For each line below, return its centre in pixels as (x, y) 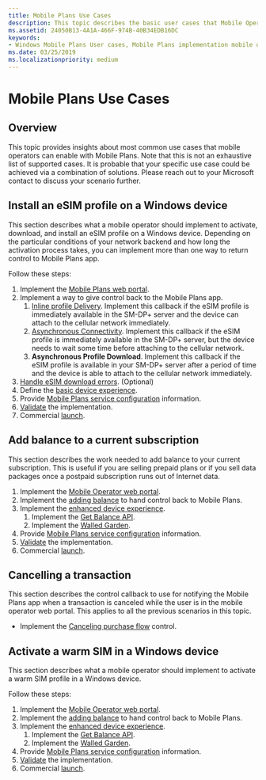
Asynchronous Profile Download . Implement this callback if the (136, 356)
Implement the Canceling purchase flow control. (98, 626)
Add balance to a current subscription (104, 440)
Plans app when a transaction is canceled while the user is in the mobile (125, 603)
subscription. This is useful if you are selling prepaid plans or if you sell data (132, 467)
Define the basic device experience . (78, 390)
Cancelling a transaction (70, 575)
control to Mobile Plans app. (54, 258)
